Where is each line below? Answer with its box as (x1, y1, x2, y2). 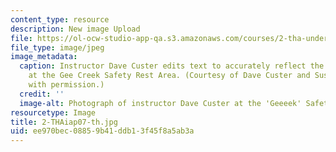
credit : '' (19, 89, 65, 99)
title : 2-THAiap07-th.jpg (10, 117, 118, 127)
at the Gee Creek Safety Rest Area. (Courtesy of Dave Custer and (28, 71, 311, 81)
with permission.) (28, 80, 105, 90)
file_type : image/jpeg (10, 42, 105, 53)
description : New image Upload (10, 24, 141, 34)
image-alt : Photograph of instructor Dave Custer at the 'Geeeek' (19, 98, 302, 108)
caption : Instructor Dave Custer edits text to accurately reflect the (19, 61, 325, 71)
